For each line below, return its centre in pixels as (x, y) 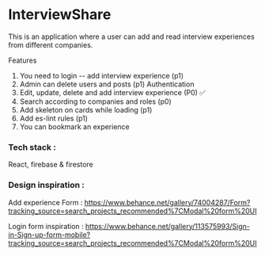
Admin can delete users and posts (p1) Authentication (107, 84)
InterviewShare (60, 15)
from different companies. (51, 44)
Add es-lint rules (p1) (54, 118)
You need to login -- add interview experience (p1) (102, 75)
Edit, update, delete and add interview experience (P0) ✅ (112, 92)
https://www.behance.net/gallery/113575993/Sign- (168, 226)
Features (23, 60)
